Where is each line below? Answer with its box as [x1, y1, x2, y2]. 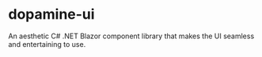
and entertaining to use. [8, 39, 86, 48]
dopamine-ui [8, 5, 95, 23]
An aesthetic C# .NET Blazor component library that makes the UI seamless [8, 31, 255, 41]
